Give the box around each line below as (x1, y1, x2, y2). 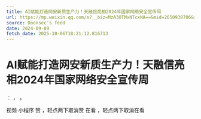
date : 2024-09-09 (6, 25, 50, 32)
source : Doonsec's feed (6, 20, 66, 26)
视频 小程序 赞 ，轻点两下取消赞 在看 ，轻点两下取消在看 (6, 107, 145, 114)
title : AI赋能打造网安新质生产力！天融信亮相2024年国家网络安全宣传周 (6, 8, 162, 15)
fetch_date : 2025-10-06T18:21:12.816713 (6, 31, 109, 37)
